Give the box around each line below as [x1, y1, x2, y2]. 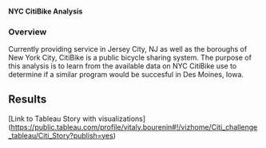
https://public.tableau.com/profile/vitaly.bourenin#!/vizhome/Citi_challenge [10, 122, 258, 131]
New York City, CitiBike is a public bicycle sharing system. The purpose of [8, 53, 252, 62]
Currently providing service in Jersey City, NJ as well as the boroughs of [8, 44, 248, 53]
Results [8, 92, 47, 107]
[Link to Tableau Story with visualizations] [8, 114, 146, 123]
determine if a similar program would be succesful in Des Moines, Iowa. [8, 69, 244, 79]
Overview [8, 26, 47, 37]
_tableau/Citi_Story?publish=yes [8, 130, 113, 140]
